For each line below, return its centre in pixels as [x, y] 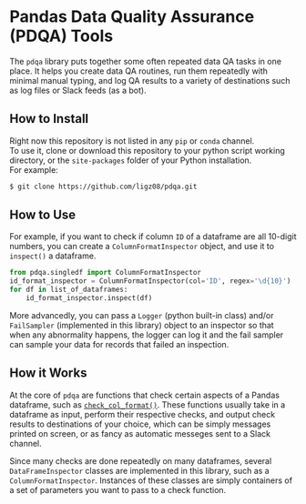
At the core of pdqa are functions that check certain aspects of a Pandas [145, 395]
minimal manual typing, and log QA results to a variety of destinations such [150, 80]
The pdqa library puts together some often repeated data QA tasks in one [146, 61]
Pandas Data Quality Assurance [132, 17]
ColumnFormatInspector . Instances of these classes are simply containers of [151, 480]
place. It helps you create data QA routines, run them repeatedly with [139, 71]
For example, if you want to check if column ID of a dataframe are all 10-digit [153, 237]
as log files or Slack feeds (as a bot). [78, 90]
